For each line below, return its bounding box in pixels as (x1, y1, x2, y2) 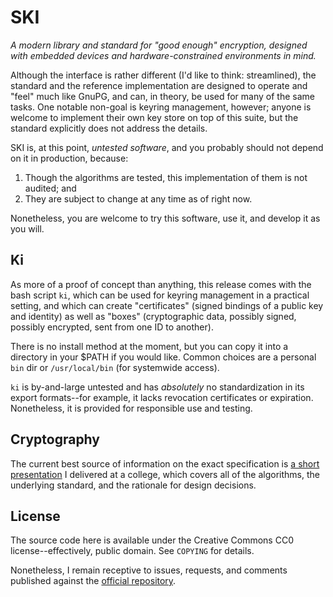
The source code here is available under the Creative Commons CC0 (10, 534, 294, 546)
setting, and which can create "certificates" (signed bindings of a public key (10, 299, 324, 311)
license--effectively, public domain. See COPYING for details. (10, 545, 255, 557)
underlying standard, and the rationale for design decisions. (10, 479, 257, 491)
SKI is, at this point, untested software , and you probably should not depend (10, 141, 324, 153)
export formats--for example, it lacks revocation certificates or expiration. (10, 391, 314, 403)
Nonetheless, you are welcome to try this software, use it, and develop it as (10, 212, 321, 224)
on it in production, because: (10, 152, 129, 164)
